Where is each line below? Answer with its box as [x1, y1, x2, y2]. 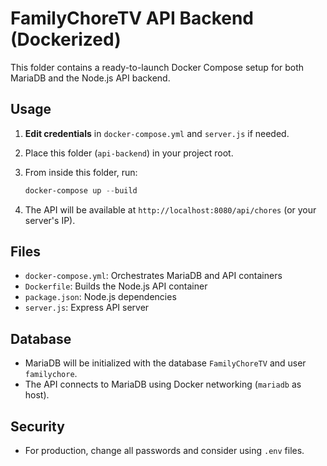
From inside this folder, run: [24, 166, 138, 178]
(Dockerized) [10, 28, 122, 51]
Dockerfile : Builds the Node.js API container [24, 280, 208, 292]
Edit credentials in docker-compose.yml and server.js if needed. [24, 127, 290, 139]
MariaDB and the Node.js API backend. [10, 72, 171, 84]
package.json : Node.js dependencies [24, 291, 177, 303]
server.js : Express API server [24, 302, 150, 314]
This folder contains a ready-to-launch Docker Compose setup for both [10, 61, 305, 73]
